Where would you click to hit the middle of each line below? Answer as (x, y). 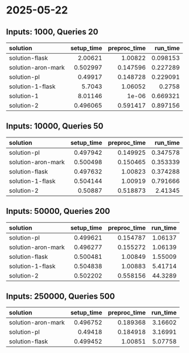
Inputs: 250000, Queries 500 (61, 297)
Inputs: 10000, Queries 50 (55, 126)
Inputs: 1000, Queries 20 (52, 32)
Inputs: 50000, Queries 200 (58, 211)
